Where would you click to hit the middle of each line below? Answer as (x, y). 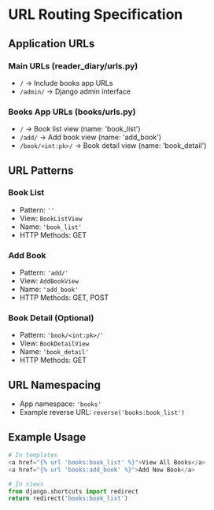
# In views (26, 484)
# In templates (33, 455)
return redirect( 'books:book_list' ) (68, 499)
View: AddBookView (49, 281)
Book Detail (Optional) (51, 318)
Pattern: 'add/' (44, 272)
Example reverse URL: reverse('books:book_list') (102, 412)
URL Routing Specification (96, 15)
